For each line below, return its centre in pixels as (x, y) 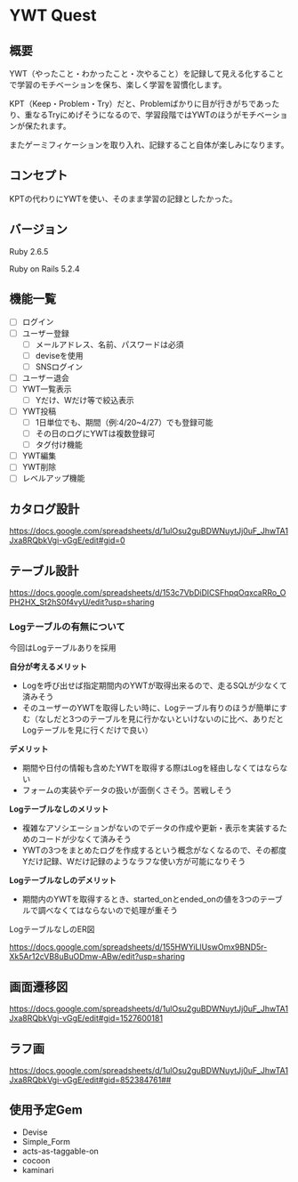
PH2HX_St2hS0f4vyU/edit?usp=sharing (82, 602)
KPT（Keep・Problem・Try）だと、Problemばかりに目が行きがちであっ (141, 104)
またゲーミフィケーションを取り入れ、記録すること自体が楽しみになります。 (149, 145)
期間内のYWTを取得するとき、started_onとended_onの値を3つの (141, 899)
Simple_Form (46, 1141)
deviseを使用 (59, 355)
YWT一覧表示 (47, 389)
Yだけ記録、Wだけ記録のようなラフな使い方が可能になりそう (134, 862)
